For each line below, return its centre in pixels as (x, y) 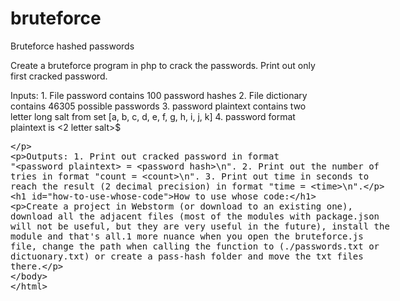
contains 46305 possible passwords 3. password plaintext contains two (158, 106)
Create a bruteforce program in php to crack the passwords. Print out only (163, 65)
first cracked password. (59, 76)
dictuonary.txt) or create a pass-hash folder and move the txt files (187, 256)
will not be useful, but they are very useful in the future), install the (200, 226)
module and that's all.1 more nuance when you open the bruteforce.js (187, 236)
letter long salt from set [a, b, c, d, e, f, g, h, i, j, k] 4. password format (153, 116)
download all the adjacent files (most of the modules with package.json (195, 216)
